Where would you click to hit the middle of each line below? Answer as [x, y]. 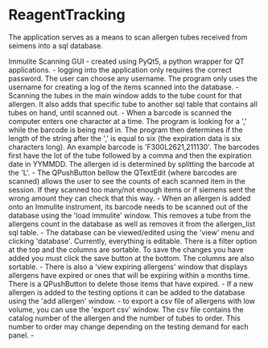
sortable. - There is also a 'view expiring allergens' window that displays [128, 267]
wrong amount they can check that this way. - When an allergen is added [130, 198]
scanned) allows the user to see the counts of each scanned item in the [127, 181]
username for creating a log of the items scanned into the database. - [124, 87]
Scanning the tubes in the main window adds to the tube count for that [125, 95]
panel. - [21, 335]
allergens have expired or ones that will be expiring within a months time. [129, 275]
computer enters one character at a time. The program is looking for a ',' [128, 121]
